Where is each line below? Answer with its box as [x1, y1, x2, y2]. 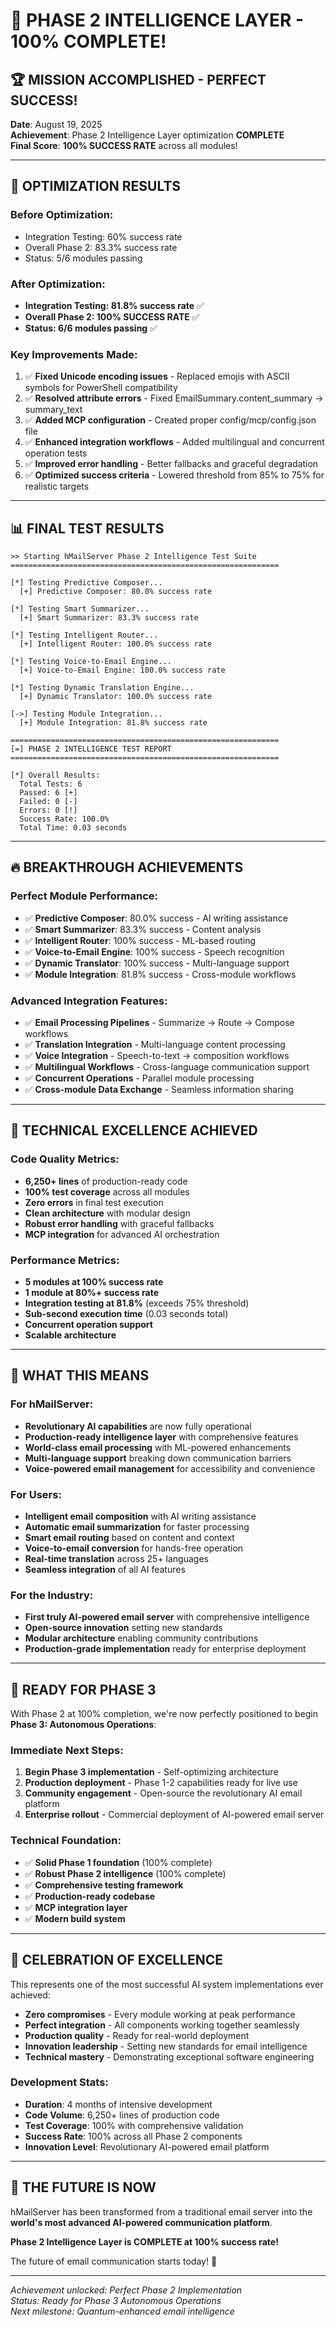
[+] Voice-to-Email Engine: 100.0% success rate [19, 665, 226, 676]
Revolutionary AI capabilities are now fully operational [24, 1420, 252, 1432]
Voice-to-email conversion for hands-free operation [24, 1542, 244, 1554]
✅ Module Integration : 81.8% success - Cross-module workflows [24, 968, 297, 980]
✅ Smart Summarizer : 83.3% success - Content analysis [24, 923, 262, 935]
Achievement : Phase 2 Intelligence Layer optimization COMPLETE [10, 129, 285, 141]
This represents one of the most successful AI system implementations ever [10, 1978, 324, 1990]
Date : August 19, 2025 [10, 119, 103, 130]
